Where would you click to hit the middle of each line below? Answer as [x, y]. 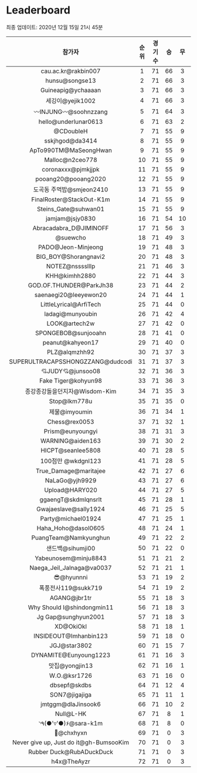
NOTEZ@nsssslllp [71, 266]
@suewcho [71, 237]
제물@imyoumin [71, 411]
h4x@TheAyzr [71, 761]
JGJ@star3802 [71, 645]
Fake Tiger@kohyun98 [71, 380]
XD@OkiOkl [71, 626]
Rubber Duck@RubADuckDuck [71, 752]
